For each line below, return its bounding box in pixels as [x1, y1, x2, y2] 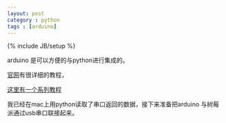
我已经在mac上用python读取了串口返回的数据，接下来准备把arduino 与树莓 [7, 100, 219, 108]
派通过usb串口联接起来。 [7, 108, 79, 117]
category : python [7, 17, 60, 23]
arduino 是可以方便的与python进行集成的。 [7, 56, 129, 64]
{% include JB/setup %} [7, 42, 76, 50]
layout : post [7, 10, 45, 17]
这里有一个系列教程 [7, 86, 62, 94]
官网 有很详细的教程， [7, 70, 68, 79]
